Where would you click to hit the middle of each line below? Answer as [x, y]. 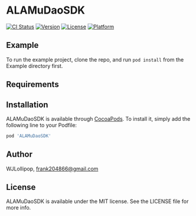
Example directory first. [35, 66]
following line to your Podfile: [42, 125]
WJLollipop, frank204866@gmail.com [52, 169]
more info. [19, 208]
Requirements [32, 84]
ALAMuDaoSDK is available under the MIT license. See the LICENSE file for [97, 201]
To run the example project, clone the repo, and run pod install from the [95, 59]
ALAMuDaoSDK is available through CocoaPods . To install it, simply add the [98, 118]
